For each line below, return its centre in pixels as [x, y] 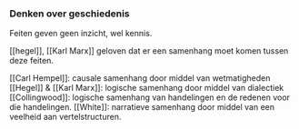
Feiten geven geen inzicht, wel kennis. [81, 34]
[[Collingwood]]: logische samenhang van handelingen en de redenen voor [150, 97]
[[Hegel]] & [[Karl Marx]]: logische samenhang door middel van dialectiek [147, 88]
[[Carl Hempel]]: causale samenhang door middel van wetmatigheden [140, 78]
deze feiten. [32, 61]
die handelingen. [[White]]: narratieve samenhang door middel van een [142, 107]
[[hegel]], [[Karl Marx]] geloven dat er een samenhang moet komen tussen [149, 51]
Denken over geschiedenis [70, 14]
